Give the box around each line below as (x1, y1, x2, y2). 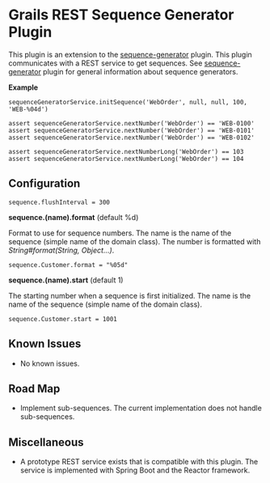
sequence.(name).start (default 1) (8, 275, 124, 285)
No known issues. (19, 358, 80, 368)
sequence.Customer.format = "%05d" (8, 261, 129, 269)
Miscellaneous (8, 435, 84, 449)
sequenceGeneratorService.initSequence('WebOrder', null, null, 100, (8, 98, 248, 106)
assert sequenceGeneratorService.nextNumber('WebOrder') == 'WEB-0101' (8, 126, 255, 134)
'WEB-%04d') (8, 105, 49, 113)
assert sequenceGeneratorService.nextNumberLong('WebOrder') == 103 (8, 147, 244, 155)
